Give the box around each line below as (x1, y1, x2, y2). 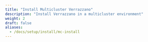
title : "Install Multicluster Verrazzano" (5, 7, 93, 12)
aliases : (5, 25, 23, 30)
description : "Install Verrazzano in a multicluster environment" (5, 12, 144, 16)
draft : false (5, 20, 32, 26)
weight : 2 (5, 16, 25, 21)
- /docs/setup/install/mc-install (9, 29, 80, 34)
